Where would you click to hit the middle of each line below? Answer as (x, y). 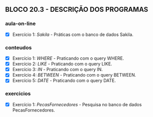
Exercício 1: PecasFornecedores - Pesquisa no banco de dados (77, 104)
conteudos (19, 47)
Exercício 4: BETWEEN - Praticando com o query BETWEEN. (74, 75)
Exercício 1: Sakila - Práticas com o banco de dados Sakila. (73, 34)
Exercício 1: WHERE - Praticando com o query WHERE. (68, 58)
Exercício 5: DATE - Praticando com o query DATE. (64, 80)
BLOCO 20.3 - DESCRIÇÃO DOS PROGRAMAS (77, 10)
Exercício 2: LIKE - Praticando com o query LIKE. (62, 64)
